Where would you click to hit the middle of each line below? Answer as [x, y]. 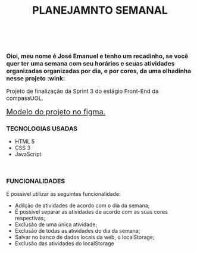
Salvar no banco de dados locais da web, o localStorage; [85, 237]
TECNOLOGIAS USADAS [42, 129]
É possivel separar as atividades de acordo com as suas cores [91, 212]
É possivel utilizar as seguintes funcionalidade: [63, 194]
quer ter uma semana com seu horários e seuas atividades [90, 63]
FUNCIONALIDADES [36, 181]
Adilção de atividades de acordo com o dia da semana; [82, 205]
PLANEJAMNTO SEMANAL [100, 10]
